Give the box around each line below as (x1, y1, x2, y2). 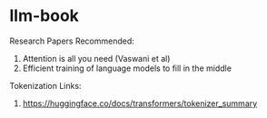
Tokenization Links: (9, 80, 82, 91)
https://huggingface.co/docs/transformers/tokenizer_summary (22, 97, 258, 109)
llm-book (9, 5, 80, 26)
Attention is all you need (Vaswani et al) (22, 53, 171, 64)
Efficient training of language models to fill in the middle (22, 63, 232, 74)
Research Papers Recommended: (9, 35, 134, 46)
